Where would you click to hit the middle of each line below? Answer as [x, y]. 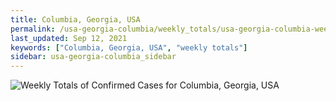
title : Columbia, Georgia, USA [75, 19]
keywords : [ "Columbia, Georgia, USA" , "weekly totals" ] [129, 47]
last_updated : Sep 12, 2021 [69, 38]
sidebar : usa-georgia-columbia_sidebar [93, 57]
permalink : [33, 29]
